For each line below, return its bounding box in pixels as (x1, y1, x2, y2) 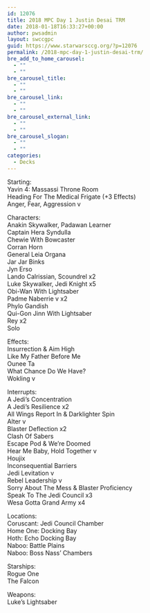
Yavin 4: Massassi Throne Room (7, 185, 99, 193)
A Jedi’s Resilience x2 (7, 402, 69, 410)
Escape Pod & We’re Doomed (7, 439, 91, 448)
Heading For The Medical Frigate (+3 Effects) (7, 192, 136, 201)
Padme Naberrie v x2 (7, 294, 68, 303)
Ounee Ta (7, 359, 35, 368)
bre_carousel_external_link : (7, 113, 91, 120)
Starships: (7, 562, 36, 570)
